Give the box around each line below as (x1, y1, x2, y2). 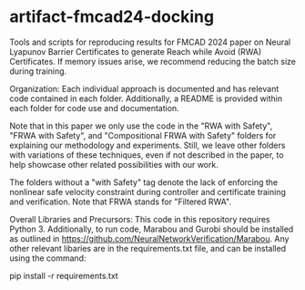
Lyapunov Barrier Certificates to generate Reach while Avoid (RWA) (9, 46, 262, 57)
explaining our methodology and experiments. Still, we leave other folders (9, 140, 286, 150)
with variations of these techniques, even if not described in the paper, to (9, 149, 284, 161)
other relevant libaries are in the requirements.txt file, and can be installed (9, 243, 287, 254)
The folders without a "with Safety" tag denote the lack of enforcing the (9, 176, 279, 188)
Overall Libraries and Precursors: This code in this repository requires (9, 213, 270, 224)
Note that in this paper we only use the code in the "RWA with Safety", (9, 120, 273, 131)
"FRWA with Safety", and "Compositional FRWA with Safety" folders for (9, 129, 277, 140)
